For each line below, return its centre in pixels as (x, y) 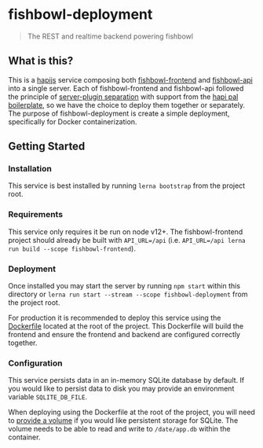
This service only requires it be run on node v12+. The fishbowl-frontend (126, 231)
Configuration (35, 363)
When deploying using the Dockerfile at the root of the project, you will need (131, 412)
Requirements (36, 215)
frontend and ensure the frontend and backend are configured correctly (124, 335)
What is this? (41, 61)
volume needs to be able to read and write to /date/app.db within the (119, 429)
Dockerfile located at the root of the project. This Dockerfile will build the (126, 326)
